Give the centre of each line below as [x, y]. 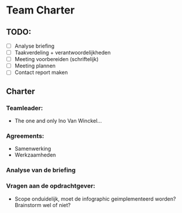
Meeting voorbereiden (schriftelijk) [56, 59]
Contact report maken [41, 72]
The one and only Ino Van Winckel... [58, 121]
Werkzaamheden [35, 155]
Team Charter [41, 10]
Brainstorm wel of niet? [43, 205]
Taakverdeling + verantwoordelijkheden [63, 53]
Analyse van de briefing [41, 170]
